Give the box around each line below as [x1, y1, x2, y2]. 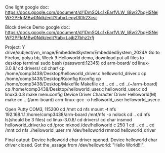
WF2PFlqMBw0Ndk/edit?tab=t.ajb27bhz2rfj [5, 35, 94, 40]
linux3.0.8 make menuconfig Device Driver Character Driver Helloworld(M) [5, 91, 157, 97]
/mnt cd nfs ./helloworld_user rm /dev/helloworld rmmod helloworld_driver [5, 127, 156, 133]
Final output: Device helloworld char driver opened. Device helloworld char [5, 137, 158, 143]
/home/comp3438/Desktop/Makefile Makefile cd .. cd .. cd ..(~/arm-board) [5, 81, 158, 87]
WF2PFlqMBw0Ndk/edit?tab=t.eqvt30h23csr [5, 15, 97, 20]
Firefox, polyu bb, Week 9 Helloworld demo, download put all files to [5, 55, 144, 61]
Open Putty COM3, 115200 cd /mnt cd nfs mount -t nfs [5, 106, 116, 112]
